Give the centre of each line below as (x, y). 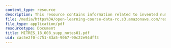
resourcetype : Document (31, 28)
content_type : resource (31, 10)
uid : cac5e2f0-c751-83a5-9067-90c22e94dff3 (52, 38)
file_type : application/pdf (35, 24)
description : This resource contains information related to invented (82, 14)
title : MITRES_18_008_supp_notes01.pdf (48, 33)
